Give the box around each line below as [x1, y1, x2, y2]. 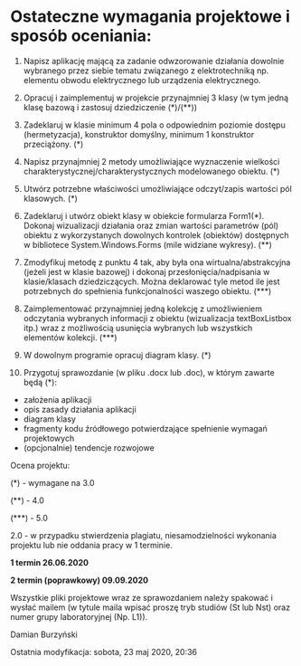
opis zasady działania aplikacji [23, 404, 136, 414]
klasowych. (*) [23, 193, 78, 204]
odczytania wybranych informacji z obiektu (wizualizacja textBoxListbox [23, 312, 292, 323]
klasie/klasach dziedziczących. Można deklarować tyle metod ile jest [23, 276, 280, 287]
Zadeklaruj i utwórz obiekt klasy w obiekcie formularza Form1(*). [23, 210, 265, 221]
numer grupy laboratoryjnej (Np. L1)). [10, 611, 148, 622]
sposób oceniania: [10, 25, 152, 46]
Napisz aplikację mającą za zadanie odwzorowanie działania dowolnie [23, 55, 285, 66]
